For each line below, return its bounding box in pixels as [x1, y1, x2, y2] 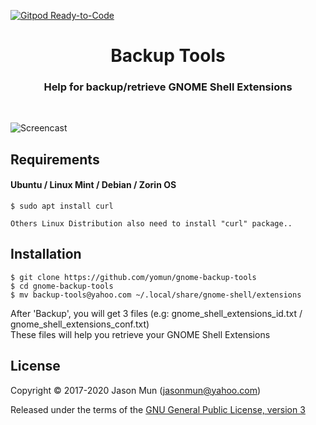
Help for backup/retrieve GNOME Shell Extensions [43, 80, 293, 94]
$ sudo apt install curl [10, 201, 114, 212]
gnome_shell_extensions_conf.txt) [10, 318, 150, 330]
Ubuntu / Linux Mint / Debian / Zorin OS [10, 179, 177, 191]
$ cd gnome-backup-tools [10, 281, 114, 291]
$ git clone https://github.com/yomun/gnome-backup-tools [10, 272, 257, 282]
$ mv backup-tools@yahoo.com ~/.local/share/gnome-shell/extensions [10, 290, 302, 300]
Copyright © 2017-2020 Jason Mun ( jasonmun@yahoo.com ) [10, 384, 261, 396]
